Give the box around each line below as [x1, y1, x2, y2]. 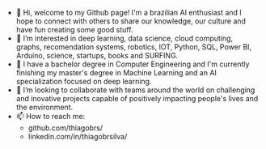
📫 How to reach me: [15, 112, 86, 121]
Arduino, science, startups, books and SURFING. [15, 51, 179, 60]
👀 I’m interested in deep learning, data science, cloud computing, [15, 33, 233, 43]
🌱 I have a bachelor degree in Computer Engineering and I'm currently [15, 59, 250, 69]
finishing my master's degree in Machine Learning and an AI [15, 68, 217, 77]
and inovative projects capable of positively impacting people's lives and [15, 94, 259, 103]
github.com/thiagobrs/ [27, 123, 103, 133]
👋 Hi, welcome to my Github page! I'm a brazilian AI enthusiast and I [15, 8, 243, 17]
